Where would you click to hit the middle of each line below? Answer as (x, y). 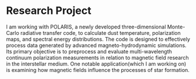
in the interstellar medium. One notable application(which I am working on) (96, 64)
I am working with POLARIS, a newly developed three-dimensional (86, 27)
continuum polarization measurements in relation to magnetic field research (97, 58)
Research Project (49, 11)
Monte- (176, 27)
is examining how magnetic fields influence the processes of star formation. (98, 70)
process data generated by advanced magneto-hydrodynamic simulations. (96, 45)
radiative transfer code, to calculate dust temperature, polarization (100, 33)
